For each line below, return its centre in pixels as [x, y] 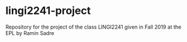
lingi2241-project [48, 11]
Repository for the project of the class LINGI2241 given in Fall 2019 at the [93, 27]
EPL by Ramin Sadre [30, 33]
